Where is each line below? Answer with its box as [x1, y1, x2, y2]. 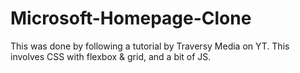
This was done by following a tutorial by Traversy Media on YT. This [10, 40, 290, 52]
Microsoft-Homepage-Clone [10, 7, 252, 30]
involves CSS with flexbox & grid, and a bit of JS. [10, 50, 212, 62]
